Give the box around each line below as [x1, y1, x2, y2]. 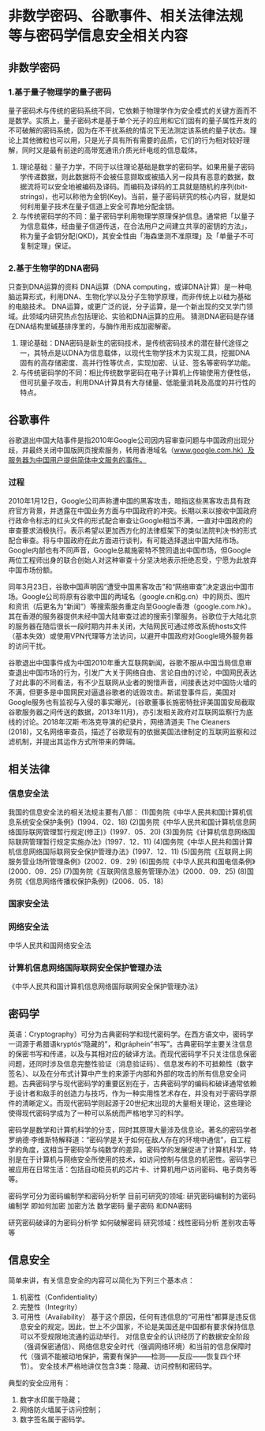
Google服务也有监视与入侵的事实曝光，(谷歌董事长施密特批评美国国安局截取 [8, 698, 256, 707]
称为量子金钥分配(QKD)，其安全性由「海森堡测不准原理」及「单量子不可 [19, 230, 255, 241]
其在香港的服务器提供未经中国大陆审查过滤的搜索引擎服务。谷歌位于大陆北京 [8, 612, 257, 621]
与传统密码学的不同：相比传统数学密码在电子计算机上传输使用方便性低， [19, 368, 255, 377]
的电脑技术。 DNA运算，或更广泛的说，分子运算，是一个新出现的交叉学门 [8, 302, 247, 312]
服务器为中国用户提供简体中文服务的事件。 [8, 455, 147, 464]
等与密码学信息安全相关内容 [8, 27, 188, 45]
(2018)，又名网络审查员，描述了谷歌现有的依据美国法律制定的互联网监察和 [8, 727, 250, 736]
